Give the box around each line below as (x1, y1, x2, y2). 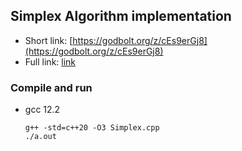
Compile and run (10, 80, 93, 94)
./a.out (24, 132, 57, 142)
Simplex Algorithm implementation (10, 8, 232, 25)
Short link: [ (24, 34, 73, 46)
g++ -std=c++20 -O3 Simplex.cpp (24, 123, 160, 133)
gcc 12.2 (24, 104, 61, 116)
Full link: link (24, 55, 77, 68)
